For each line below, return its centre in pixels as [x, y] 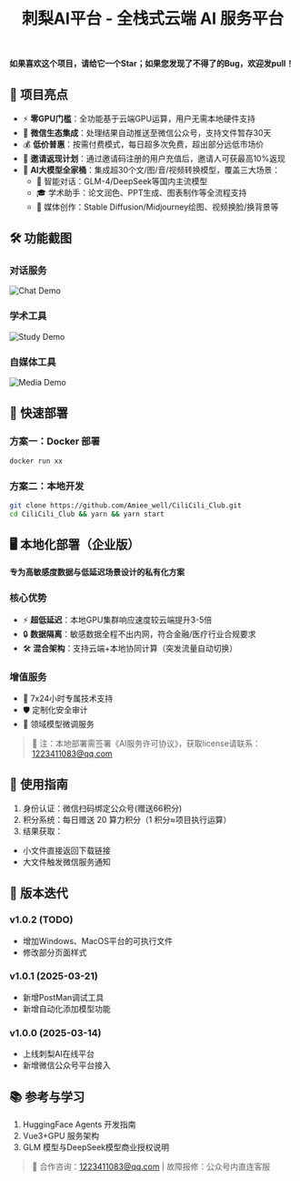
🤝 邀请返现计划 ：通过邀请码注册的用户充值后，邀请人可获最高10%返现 [154, 158]
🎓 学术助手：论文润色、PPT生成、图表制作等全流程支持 [141, 192]
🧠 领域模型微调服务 [58, 724]
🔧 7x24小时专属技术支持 [68, 699]
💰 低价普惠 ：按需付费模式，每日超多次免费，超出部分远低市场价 [143, 144]
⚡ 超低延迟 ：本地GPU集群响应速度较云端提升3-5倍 [117, 620]
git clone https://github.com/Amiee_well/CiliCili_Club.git [126, 505]
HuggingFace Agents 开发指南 [79, 1124]
